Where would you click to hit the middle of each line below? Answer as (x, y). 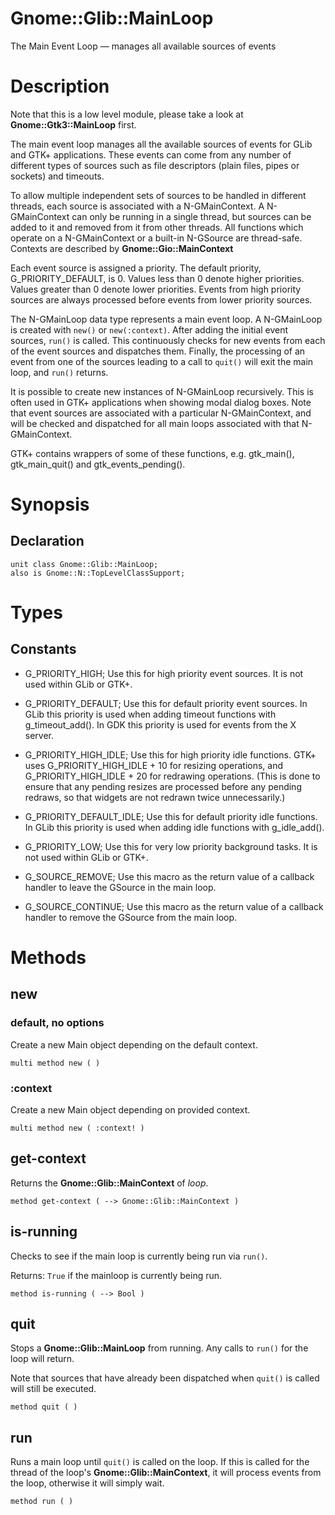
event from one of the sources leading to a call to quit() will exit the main (162, 361)
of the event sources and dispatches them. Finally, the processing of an (158, 351)
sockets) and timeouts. (57, 176)
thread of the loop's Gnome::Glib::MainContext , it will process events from (166, 1473)
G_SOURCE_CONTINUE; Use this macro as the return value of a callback (174, 906)
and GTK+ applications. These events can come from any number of (151, 154)
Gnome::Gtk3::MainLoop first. (73, 124)
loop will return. (42, 1359)
